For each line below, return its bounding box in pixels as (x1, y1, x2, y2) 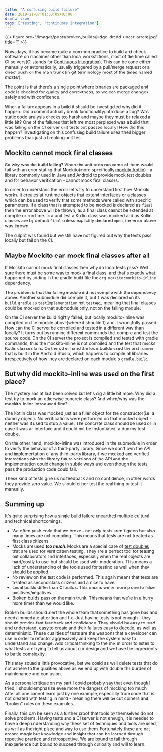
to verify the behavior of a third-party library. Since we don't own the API (5, 445, 151, 451)
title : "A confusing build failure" (5, 7, 79, 12)
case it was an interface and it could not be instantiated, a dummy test (5, 425, 146, 431)
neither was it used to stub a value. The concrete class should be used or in (5, 421, 157, 426)
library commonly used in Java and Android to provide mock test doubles (5, 172, 152, 178)
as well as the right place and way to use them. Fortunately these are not (5, 726, 150, 732)
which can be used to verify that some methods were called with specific (5, 197, 151, 203)
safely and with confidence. (5, 94, 61, 100)
